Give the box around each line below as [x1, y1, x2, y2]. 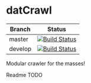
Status [47, 25, 67, 33]
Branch [9, 25, 31, 33]
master [9, 35, 28, 43]
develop [9, 44, 32, 53]
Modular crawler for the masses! [6, 60, 86, 67]
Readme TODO [6, 71, 43, 78]
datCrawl [6, 4, 52, 17]
